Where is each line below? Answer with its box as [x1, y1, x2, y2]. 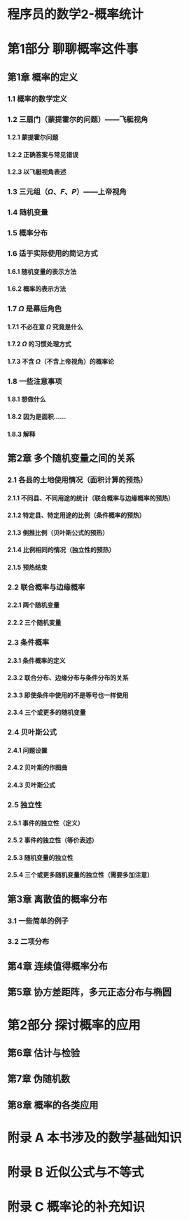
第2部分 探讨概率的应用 [7, 1017, 141, 1033]
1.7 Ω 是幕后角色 [7, 304, 62, 314]
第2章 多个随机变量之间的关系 [7, 453, 135, 465]
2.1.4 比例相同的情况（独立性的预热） [7, 546, 115, 554]
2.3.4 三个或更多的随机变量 [7, 708, 86, 717]
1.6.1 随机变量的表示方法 [7, 267, 77, 275]
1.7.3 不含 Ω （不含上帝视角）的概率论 [7, 357, 114, 365]
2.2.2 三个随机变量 [7, 618, 62, 627]
